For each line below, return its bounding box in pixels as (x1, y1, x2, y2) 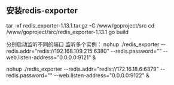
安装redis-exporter (6, 5, 78, 16)
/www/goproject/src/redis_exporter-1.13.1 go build (6, 28, 129, 35)
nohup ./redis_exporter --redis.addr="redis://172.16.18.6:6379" (6, 65, 160, 72)
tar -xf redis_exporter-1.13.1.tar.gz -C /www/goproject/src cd (6, 22, 154, 29)
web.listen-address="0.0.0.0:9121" (6, 53, 91, 61)
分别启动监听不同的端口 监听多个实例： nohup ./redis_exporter (6, 41, 160, 48)
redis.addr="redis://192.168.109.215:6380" (6, 47, 109, 54)
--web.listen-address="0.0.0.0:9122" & (53, 71, 149, 79)
